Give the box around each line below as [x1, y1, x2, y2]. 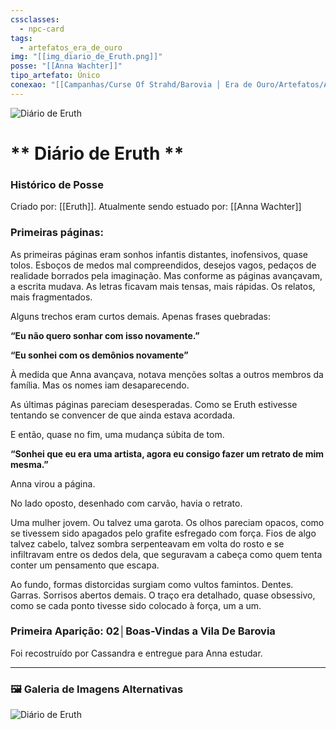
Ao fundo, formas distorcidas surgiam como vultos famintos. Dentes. [10, 578, 294, 590]
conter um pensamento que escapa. [10, 559, 160, 571]
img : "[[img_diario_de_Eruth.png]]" [10, 52, 163, 62]
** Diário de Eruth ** [10, 142, 185, 165]
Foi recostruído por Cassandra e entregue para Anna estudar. [10, 647, 263, 659]
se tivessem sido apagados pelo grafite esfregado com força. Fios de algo [10, 527, 317, 539]
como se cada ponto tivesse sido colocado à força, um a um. [10, 599, 262, 611]
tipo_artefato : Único [10, 71, 101, 81]
